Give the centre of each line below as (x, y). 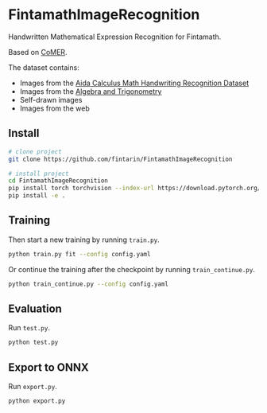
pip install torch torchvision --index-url (81, 189)
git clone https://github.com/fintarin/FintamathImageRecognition (120, 159)
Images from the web (54, 108)
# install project (39, 173)
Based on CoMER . (38, 52)
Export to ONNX (48, 367)
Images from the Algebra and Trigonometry (91, 91)
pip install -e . (37, 196)
